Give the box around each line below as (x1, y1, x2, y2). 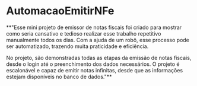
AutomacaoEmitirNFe (6, 4, 115, 18)
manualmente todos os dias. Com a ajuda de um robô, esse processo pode (6, 36, 190, 43)
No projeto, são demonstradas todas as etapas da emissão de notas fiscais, (6, 54, 192, 61)
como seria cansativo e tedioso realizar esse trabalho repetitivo (6, 30, 161, 37)
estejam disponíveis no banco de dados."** (6, 73, 112, 80)
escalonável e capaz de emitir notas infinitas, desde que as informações (6, 66, 183, 74)
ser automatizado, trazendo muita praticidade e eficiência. (6, 43, 149, 50)
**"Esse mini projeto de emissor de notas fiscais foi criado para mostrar (6, 24, 182, 31)
